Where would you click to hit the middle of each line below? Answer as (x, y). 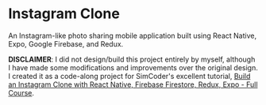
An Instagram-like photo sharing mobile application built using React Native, (132, 36)
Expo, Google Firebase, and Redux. (66, 43)
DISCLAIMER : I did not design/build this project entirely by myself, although (132, 59)
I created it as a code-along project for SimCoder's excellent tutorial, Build (129, 76)
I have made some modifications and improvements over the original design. (133, 67)
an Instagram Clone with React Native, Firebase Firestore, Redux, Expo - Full (133, 84)
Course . (21, 92)
